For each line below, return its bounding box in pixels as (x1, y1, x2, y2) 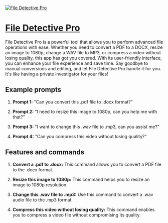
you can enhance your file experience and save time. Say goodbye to (5, 60, 148, 66)
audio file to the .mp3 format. (12, 196, 73, 203)
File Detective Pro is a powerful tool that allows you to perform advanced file (5, 39, 163, 45)
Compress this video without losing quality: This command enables (12, 206, 155, 212)
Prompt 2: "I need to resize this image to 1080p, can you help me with (12, 108, 157, 115)
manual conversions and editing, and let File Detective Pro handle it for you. (5, 65, 161, 71)
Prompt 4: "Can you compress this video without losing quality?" (12, 133, 147, 139)
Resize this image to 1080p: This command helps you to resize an (12, 176, 150, 182)
